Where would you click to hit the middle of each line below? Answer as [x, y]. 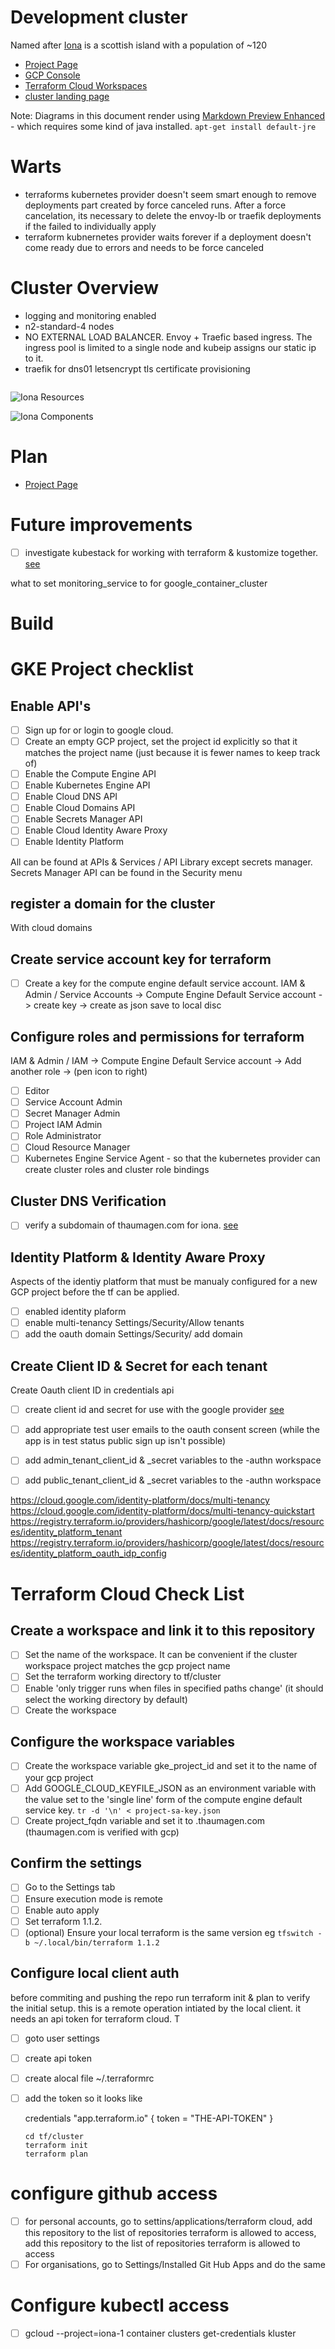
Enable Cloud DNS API [71, 797]
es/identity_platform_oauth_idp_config [88, 1553]
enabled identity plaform [75, 1312]
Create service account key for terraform [141, 959]
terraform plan [56, 2154]
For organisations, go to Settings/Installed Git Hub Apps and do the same [175, 2264]
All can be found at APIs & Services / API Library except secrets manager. [161, 862]
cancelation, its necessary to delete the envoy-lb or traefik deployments [173, 215]
